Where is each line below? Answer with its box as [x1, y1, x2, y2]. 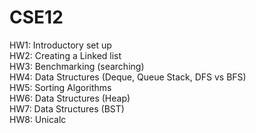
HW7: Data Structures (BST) [9, 102, 125, 115]
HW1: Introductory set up [9, 39, 112, 51]
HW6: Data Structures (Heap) [9, 92, 131, 104]
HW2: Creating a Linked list [9, 49, 122, 61]
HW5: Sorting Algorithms [9, 81, 112, 93]
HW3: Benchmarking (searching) [9, 60, 145, 72]
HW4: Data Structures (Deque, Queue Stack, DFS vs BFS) [9, 71, 247, 83]
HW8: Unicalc [9, 113, 67, 125]
